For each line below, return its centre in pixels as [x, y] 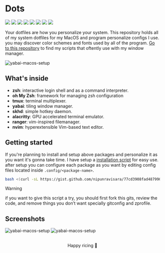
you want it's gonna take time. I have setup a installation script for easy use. [82, 160]
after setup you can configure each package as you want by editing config [81, 165]
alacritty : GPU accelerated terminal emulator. [58, 116]
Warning [14, 188]
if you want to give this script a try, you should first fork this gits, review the [81, 198]
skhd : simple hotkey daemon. [42, 111]
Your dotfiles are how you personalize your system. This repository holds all [82, 32]
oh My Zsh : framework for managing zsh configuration [68, 95]
